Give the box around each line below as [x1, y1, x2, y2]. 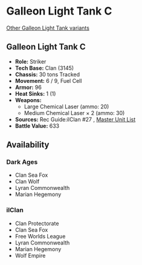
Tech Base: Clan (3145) [15, 64, 74, 71]
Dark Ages [6, 158, 38, 166]
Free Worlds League [15, 232, 66, 240]
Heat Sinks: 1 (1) [15, 90, 56, 97]
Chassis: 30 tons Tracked [15, 71, 80, 78]
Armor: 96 [15, 83, 42, 91]
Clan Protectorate [15, 220, 59, 227]
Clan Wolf [15, 178, 40, 185]
